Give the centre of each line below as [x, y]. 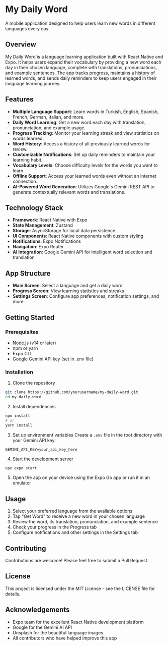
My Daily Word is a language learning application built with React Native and [84, 57]
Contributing [26, 548]
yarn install [19, 425]
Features [19, 99]
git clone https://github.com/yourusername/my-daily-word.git [72, 392]
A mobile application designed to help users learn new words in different [80, 23]
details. [13, 594]
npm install [18, 416]
